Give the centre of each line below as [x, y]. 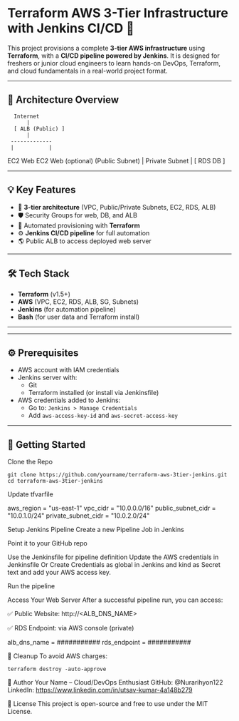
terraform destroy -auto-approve [57, 669]
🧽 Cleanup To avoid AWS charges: [58, 656]
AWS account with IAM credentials [68, 370]
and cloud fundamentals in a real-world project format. [88, 71]
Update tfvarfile [30, 494]
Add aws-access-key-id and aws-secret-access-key [103, 416]
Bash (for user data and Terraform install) [79, 317]
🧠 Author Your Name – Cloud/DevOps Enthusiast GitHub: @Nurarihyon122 [115, 682]
